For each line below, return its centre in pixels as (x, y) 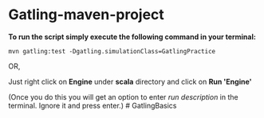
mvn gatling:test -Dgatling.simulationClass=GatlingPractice (112, 51)
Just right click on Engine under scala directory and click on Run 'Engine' (130, 81)
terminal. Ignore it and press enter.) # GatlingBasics (93, 105)
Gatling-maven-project (87, 15)
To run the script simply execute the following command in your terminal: (132, 37)
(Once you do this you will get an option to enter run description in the (123, 96)
